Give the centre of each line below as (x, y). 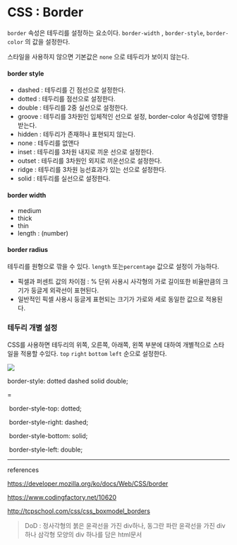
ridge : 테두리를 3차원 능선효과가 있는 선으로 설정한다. (92, 170)
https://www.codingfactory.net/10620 (62, 497)
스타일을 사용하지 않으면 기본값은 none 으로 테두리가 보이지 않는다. (98, 57)
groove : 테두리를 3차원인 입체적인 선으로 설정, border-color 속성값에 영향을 (123, 117)
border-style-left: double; (46, 449)
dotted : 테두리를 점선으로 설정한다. (66, 99)
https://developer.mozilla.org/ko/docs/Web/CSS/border (88, 483)
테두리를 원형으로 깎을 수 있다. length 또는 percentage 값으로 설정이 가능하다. (114, 266)
